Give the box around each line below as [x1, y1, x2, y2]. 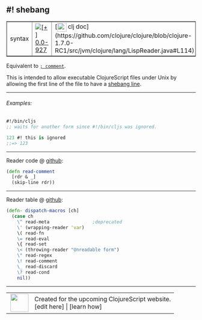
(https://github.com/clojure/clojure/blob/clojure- [55, 31, 192, 40]
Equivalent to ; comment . [6, 62, 66, 69]
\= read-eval [17, 236, 50, 242]
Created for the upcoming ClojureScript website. [34, 295, 171, 303]
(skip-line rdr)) [11, 180, 55, 186]
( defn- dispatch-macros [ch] [6, 208, 79, 214]
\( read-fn [17, 230, 44, 236]
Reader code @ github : [6, 156, 64, 164]
